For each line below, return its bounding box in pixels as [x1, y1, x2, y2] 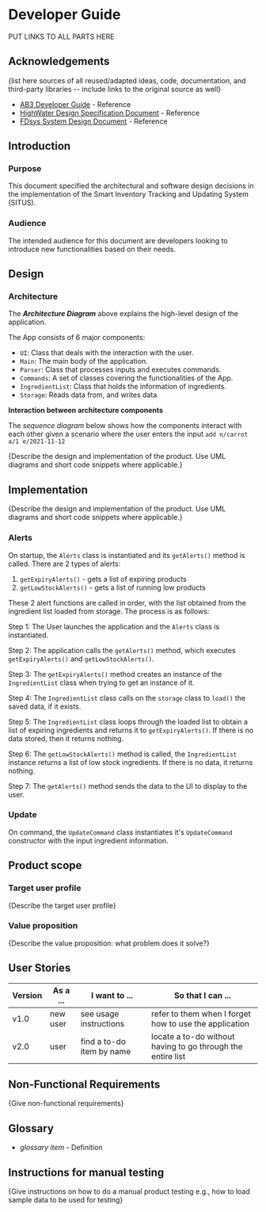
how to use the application [151, 1018, 249, 1029]
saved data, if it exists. [8, 702, 82, 711]
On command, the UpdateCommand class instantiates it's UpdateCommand [8, 827, 233, 837]
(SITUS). [8, 198, 36, 208]
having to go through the [151, 1041, 243, 1052]
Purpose [8, 163, 42, 174]
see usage [80, 1008, 120, 1019]
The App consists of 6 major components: [8, 333, 146, 342]
